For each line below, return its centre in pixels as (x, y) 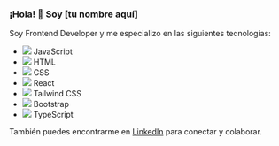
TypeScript (53, 115)
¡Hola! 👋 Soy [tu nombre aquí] (74, 14)
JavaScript (53, 51)
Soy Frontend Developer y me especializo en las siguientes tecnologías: (140, 34)
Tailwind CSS (58, 94)
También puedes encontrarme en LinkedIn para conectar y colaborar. (136, 132)
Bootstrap (51, 104)
